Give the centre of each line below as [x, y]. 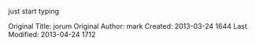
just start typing [34, 11]
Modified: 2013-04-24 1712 [52, 35]
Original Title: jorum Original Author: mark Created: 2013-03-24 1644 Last [128, 26]
